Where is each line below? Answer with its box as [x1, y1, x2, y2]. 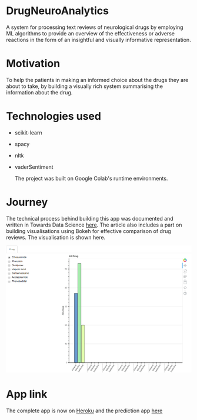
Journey [6, 196, 48, 209]
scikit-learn [14, 129, 42, 136]
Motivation [6, 57, 61, 70]
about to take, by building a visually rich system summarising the [6, 83, 163, 90]
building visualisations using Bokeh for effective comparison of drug [6, 227, 172, 234]
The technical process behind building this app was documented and [6, 215, 173, 222]
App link [6, 388, 48, 401]
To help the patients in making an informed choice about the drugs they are [6, 76, 189, 83]
